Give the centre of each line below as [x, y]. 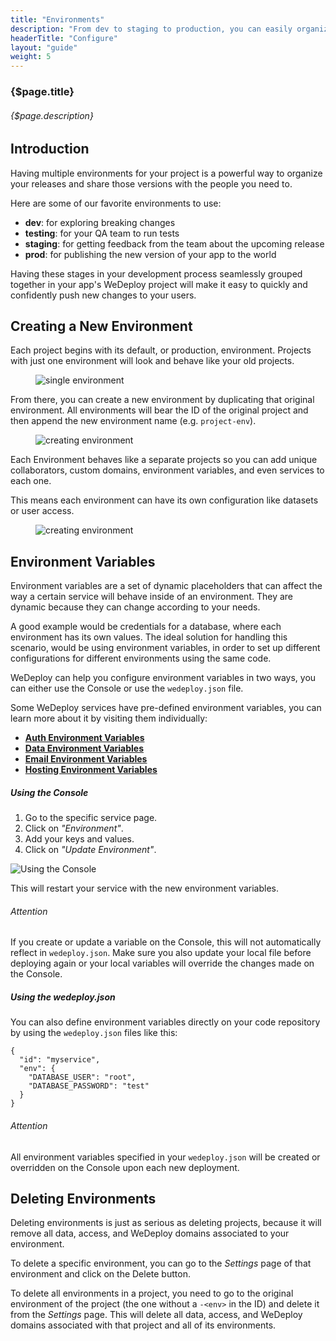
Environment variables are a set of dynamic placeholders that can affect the [166, 586]
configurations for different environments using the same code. [141, 658]
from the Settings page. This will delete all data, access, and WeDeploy [156, 1315]
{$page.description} [52, 115]
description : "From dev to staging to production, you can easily [151, 29]
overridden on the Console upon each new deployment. [125, 1167]
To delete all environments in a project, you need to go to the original [152, 1293]
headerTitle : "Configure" [64, 38]
